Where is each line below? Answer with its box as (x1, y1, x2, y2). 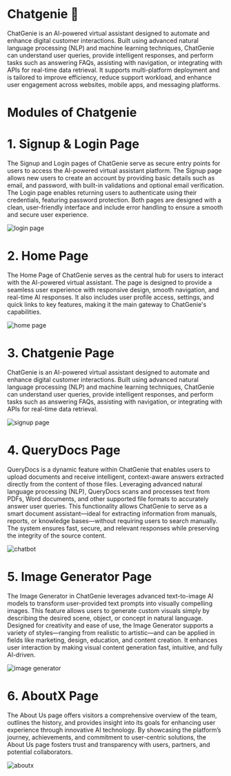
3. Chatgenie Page (7, 346, 115, 361)
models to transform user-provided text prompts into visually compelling (7, 599, 212, 607)
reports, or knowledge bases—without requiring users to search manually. (7, 516, 218, 524)
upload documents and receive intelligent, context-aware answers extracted (7, 473, 224, 481)
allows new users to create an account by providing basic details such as (7, 174, 215, 182)
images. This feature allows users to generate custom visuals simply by (7, 606, 210, 614)
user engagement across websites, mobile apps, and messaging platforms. (7, 80, 221, 88)
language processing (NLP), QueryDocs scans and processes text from (7, 487, 210, 495)
